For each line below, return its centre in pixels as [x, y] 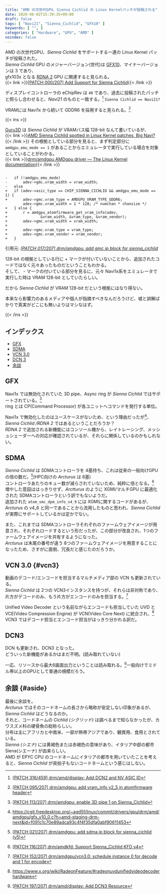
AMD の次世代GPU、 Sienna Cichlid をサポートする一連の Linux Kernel [76, 52]
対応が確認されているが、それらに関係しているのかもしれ [98, 436]
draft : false [19, 19]
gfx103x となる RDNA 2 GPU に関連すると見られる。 [59, 77]
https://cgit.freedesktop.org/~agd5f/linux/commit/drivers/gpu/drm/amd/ [86, 812]
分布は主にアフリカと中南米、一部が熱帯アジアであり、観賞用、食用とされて [83, 732]
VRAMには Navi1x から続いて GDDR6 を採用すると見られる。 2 [68, 109]
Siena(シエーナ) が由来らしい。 [37, 750]
